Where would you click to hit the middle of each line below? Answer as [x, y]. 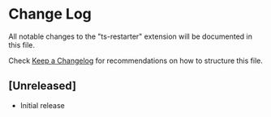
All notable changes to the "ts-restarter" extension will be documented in [131, 36]
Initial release [42, 105]
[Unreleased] [43, 86]
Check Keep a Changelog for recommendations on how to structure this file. [136, 61]
